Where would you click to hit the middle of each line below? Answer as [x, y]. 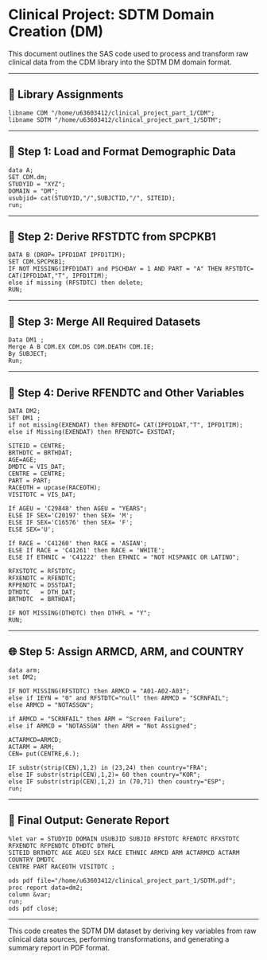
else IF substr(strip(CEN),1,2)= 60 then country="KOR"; [104, 775]
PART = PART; [30, 481]
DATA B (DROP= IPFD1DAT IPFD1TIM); [67, 255]
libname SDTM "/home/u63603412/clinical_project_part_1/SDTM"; [115, 120]
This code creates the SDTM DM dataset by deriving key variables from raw [132, 931]
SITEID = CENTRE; [37, 446]
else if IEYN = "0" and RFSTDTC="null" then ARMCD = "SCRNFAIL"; [118, 698]
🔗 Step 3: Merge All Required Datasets [104, 321]
